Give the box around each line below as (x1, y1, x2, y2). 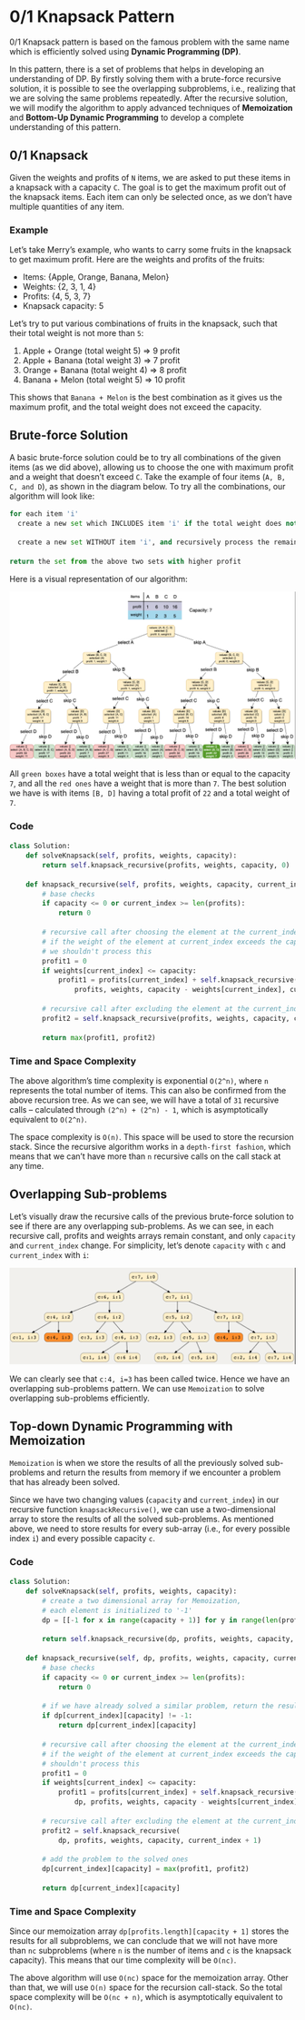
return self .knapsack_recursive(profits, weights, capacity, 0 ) (42, 860, 290, 869)
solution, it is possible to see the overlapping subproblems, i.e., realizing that (9, 83, 296, 94)
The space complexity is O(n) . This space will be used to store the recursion (9, 1131, 294, 1142)
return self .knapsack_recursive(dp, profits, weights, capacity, (42, 1635, 295, 1644)
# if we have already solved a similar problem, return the (42, 1701, 274, 1711)
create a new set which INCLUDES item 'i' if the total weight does (17, 519, 282, 528)
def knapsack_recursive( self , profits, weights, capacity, (25, 879, 254, 889)
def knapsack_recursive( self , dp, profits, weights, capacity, (25, 1654, 271, 1663)
